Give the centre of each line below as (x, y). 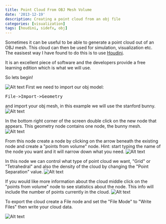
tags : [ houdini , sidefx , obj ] (36, 28)
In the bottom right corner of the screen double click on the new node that (81, 121)
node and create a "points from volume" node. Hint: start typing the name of (83, 147)
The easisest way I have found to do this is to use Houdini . (65, 53)
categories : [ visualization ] (35, 24)
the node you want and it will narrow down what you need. (65, 151)
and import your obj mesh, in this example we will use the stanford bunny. (80, 106)
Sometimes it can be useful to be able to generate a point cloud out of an (80, 42)
